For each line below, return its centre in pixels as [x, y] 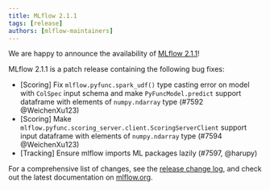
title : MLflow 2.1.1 [43, 16]
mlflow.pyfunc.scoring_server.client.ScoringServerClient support [133, 128]
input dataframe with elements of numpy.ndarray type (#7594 [121, 136]
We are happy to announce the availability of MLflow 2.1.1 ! [104, 54]
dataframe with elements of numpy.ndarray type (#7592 [112, 102]
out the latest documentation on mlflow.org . [81, 177]
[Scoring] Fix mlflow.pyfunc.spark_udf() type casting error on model [135, 85]
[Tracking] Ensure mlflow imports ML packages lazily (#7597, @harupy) [139, 153]
